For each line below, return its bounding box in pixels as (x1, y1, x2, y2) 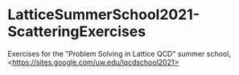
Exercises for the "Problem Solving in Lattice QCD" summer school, (7, 49, 231, 58)
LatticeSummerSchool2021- (7, 6, 200, 24)
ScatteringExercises (7, 22, 146, 41)
